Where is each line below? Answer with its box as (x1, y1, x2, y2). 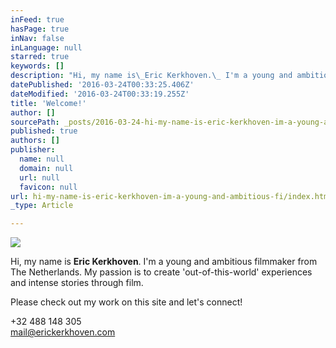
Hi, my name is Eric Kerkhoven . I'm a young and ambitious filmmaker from (10, 256, 318, 268)
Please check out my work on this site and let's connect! (10, 296, 243, 308)
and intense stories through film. (10, 277, 144, 289)
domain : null (19, 163, 74, 173)
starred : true (10, 52, 70, 62)
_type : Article (10, 201, 74, 211)
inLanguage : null (10, 42, 83, 53)
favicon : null (19, 182, 78, 192)
